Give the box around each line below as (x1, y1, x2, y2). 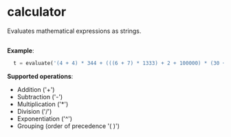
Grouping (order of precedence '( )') (16, 122, 120, 130)
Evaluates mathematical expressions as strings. (7, 27, 142, 35)
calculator (7, 4, 67, 20)
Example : (7, 47, 34, 55)
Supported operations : (7, 73, 74, 81)
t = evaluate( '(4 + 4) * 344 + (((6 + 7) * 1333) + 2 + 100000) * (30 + (13, 60, 226, 67)
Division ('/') (16, 108, 52, 116)
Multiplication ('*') (16, 100, 69, 108)
